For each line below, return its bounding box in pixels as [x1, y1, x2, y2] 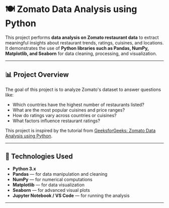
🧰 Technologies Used [5, 152, 73, 161]
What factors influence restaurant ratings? [12, 118, 101, 124]
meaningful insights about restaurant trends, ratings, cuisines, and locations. [5, 39, 164, 45]
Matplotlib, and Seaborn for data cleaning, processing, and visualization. [5, 50, 157, 57]
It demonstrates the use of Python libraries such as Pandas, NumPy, [5, 45, 149, 51]
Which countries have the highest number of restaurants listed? [12, 101, 144, 108]
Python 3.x [12, 166, 36, 172]
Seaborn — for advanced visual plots [12, 187, 91, 193]
